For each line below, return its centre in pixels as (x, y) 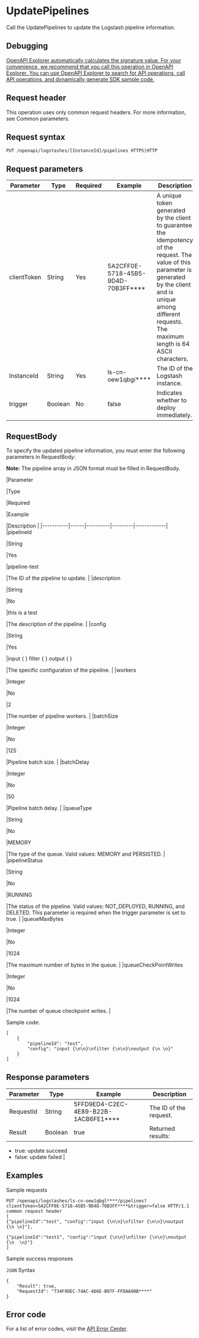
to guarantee (174, 225)
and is (165, 292)
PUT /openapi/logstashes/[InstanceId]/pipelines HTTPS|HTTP (82, 151)
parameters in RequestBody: (41, 457)
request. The (174, 255)
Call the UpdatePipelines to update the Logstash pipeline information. (91, 27)
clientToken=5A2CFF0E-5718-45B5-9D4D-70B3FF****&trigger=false (86, 1206)
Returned (162, 1129)
